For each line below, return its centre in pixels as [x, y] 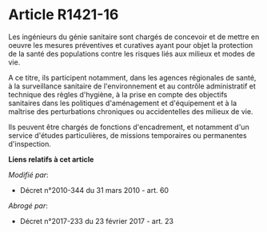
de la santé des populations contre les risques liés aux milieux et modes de [132, 53]
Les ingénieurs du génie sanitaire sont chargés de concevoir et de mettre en [134, 37]
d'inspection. [30, 144]
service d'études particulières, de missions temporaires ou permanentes [128, 135]
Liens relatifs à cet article [51, 159]
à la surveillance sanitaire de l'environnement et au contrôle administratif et [132, 86]
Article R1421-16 [64, 15]
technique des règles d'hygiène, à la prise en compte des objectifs [118, 94]
